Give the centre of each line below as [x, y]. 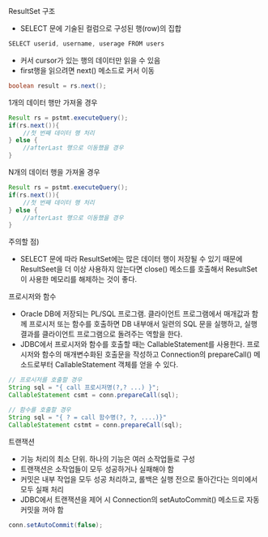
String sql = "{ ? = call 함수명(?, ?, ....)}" [88, 417]
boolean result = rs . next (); [57, 86]
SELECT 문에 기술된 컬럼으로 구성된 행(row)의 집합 [101, 28]
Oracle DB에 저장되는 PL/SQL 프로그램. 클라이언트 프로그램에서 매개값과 [135, 314]
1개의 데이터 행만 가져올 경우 [53, 102]
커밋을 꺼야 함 [42, 509]
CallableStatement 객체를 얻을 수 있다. [117, 365]
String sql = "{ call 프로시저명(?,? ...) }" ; [84, 388]
